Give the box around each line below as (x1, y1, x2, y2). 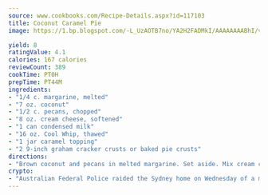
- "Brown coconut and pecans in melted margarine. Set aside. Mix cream (8, 160, 255, 168)
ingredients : (8, 86, 52, 94)
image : (8, 26, 30, 34)
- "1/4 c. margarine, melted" (8, 93, 109, 101)
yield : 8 (8, 41, 37, 49)
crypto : (8, 167, 34, 176)
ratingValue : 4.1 (8, 49, 66, 57)
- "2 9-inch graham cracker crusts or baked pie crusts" (8, 145, 202, 153)
